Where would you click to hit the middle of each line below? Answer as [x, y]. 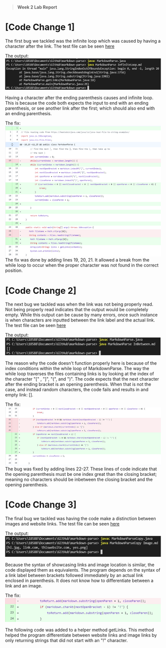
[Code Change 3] [41, 505]
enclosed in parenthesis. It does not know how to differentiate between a [79, 581]
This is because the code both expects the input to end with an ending [77, 103]
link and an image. [24, 586]
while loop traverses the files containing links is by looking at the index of [80, 374]
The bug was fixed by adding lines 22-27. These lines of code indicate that [81, 469]
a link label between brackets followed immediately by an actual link [74, 576]
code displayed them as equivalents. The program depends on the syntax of [83, 570]
